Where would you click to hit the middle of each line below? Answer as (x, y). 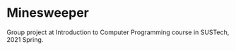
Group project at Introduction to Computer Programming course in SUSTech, (118, 32)
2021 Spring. (25, 39)
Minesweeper (48, 13)
